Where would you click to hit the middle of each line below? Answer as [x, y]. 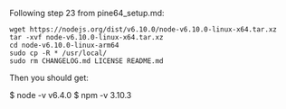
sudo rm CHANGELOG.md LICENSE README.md [87, 61]
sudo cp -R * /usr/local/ [58, 53]
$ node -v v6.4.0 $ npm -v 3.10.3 [71, 95]
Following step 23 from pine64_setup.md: [87, 13]
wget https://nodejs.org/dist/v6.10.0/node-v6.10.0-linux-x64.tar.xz [143, 30]
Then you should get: [49, 77]
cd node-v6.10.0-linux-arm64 [64, 45]
